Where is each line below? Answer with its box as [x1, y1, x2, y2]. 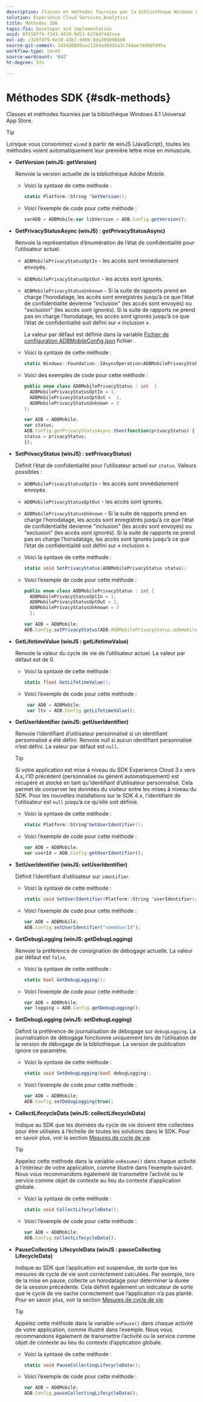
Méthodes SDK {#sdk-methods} [6, 91, 171, 105]
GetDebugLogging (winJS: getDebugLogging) [14, 935, 133, 943]
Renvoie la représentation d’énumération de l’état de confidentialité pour [14, 239, 195, 247]
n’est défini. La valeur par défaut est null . [14, 743, 119, 750]
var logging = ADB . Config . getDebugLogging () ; [24, 1005, 141, 1011]
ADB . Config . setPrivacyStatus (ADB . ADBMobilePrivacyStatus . [24, 627, 173, 633]
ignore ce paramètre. [14, 1047, 68, 1055]
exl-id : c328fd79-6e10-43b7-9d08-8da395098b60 [6, 37, 126, 43]
